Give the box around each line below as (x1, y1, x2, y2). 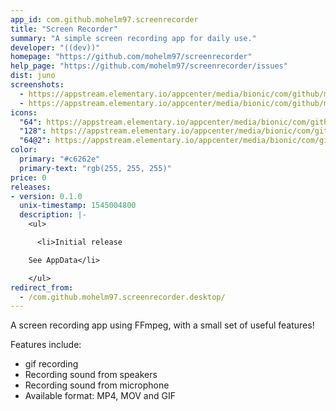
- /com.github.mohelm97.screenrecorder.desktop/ (19, 292, 226, 302)
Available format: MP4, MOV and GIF (24, 390, 176, 402)
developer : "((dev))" (10, 42, 101, 53)
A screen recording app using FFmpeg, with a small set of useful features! (10, 319, 315, 331)
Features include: (10, 339, 82, 351)
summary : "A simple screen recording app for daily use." (10, 33, 257, 43)
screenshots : (10, 80, 65, 90)
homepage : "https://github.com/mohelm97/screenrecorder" (10, 52, 253, 62)
